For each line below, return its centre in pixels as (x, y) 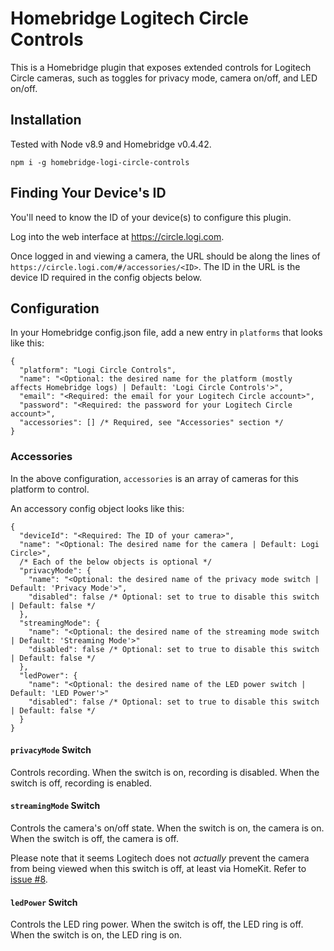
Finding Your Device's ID (88, 193)
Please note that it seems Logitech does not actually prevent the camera (160, 858)
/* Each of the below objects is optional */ (116, 562)
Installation (46, 120)
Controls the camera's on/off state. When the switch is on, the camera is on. (167, 828)
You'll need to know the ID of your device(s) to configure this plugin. (151, 217)
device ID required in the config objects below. (106, 277)
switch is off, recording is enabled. (81, 783)
